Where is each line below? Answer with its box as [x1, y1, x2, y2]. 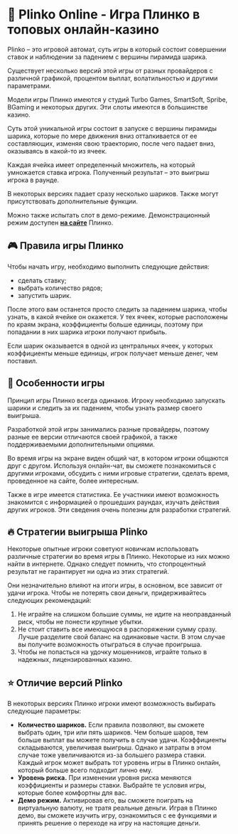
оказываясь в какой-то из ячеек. [7, 146, 107, 155]
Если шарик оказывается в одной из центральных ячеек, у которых [7, 341, 213, 350]
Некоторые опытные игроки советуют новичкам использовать [7, 545, 199, 553]
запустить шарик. [17, 291, 72, 299]
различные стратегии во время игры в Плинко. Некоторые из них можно [7, 552, 230, 561]
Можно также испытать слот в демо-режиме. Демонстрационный [7, 210, 210, 219]
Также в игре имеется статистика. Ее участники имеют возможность [7, 490, 220, 498]
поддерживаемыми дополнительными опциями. [7, 440, 155, 449]
